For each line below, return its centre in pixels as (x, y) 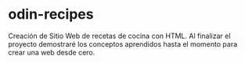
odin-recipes (51, 14)
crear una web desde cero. (52, 52)
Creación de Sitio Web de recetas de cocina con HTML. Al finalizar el (119, 36)
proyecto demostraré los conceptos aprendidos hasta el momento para (123, 44)
